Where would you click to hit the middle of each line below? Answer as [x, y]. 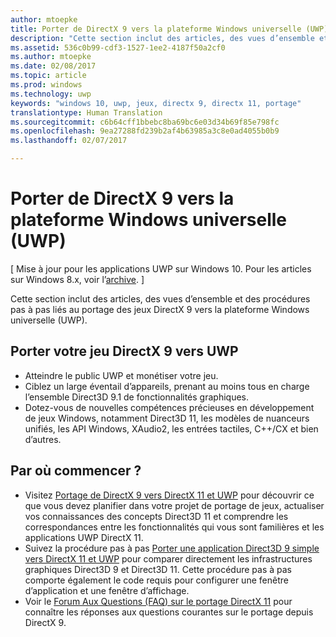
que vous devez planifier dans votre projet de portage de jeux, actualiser [174, 505]
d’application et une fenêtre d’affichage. [107, 590]
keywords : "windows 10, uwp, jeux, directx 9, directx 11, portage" [156, 103]
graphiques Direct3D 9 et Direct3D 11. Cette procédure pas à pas [158, 569]
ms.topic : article [48, 76]
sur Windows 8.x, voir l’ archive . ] [77, 279]
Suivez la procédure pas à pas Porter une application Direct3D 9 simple [172, 548]
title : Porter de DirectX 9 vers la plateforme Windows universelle [156, 29]
